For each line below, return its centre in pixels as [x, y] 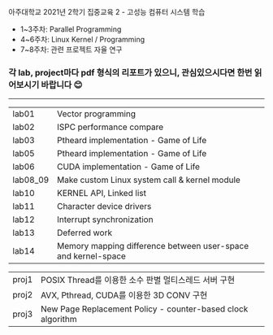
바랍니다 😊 [62, 85]
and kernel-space [91, 256]
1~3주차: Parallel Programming [71, 29]
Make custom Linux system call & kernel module [149, 180]
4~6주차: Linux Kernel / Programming [82, 39]
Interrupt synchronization [105, 220]
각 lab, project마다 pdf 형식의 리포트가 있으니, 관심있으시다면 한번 [130, 72]
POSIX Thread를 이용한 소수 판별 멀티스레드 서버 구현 [138, 281]
